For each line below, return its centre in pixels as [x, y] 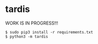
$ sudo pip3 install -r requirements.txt [49, 32]
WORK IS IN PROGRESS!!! [32, 23]
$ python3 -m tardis [27, 36]
